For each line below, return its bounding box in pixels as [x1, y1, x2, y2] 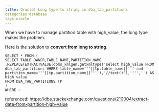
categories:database [5, 12, 47, 17]
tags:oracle [5, 16, 29, 21]
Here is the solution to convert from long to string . [5, 44, 108, 50]
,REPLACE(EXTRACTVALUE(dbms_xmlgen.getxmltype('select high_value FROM [5, 62, 154, 67]
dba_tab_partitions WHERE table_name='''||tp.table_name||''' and [5, 66, 143, 71]
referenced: [5, 96, 29, 102]
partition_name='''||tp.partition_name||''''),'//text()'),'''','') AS [5, 71, 154, 75]
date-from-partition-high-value [5, 101, 68, 107]
